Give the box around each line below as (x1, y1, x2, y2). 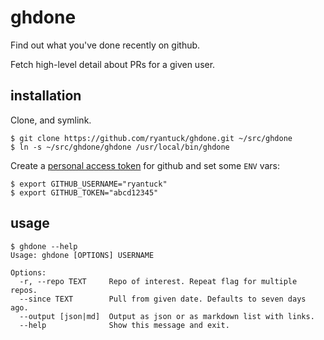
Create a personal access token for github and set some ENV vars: (10, 159, 280, 171)
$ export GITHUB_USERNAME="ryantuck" (10, 179, 168, 189)
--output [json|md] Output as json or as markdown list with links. (19, 311, 315, 321)
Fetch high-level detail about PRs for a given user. (10, 58, 216, 70)
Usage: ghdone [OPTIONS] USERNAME (10, 250, 155, 260)
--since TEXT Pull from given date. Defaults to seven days (19, 294, 307, 304)
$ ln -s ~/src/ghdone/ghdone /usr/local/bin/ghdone (10, 142, 230, 152)
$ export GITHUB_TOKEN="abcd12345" (10, 187, 159, 198)
